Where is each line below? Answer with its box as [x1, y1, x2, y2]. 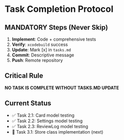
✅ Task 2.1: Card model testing [11, 112, 75, 118]
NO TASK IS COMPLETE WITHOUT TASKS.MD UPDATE [4, 85, 120, 91]
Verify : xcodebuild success [11, 42, 68, 47]
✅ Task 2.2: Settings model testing [11, 118, 83, 124]
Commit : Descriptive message [11, 52, 74, 58]
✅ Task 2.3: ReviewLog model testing [11, 123, 88, 129]
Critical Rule [4, 72, 43, 80]
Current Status [4, 99, 52, 107]
